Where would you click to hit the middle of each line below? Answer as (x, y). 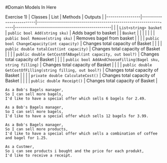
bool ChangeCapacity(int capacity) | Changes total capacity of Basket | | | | (84, 43)
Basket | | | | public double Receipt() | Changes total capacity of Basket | (81, 80)
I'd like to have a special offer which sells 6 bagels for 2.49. (76, 98)
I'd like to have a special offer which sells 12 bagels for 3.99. (77, 116)
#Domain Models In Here (31, 7)
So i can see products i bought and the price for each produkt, (74, 151)
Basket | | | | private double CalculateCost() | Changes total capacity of (80, 75)
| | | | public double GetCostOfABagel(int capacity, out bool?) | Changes (82, 54)
